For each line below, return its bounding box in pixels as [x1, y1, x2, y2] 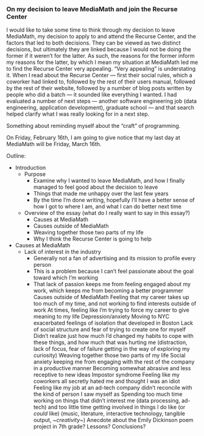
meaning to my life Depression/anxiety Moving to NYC [33, 313, 169, 320]
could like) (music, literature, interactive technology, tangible [33, 410, 186, 417]
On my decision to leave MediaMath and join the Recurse [6, 5, 178, 13]
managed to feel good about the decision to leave [33, 183, 158, 191]
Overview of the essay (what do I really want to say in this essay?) [24, 209, 191, 217]
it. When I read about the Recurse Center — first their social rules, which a [6, 72, 193, 79]
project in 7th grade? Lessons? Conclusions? [33, 423, 146, 431]
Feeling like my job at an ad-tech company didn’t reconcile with [33, 384, 192, 392]
